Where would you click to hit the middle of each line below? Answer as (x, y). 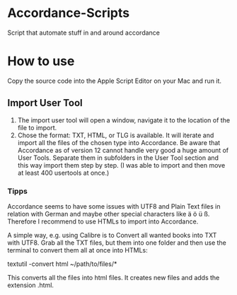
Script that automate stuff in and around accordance (84, 33)
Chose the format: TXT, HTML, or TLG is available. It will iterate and (116, 135)
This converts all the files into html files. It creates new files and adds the (114, 277)
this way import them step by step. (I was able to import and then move (121, 165)
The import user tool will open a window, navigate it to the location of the (124, 120)
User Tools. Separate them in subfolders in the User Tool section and (118, 158)
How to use (41, 61)
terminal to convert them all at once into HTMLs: (78, 250)
